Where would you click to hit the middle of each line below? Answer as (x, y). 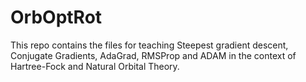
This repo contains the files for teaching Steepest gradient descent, (149, 45)
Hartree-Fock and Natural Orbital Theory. (95, 66)
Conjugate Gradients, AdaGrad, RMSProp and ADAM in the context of (153, 55)
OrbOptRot (56, 17)
